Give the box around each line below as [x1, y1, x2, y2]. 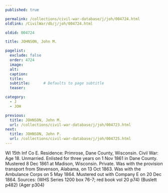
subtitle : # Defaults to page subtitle [10, 81, 104, 86]
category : [5, 95, 26, 100]
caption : [10, 71, 28, 77]
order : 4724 [10, 58, 35, 63]
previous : [5, 113, 26, 118]
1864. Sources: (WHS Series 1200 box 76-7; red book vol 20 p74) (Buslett [5, 176, 157, 182]
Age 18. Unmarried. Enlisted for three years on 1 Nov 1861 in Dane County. [5, 155, 158, 161]
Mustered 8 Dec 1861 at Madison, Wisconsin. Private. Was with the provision [5, 160, 163, 166]
